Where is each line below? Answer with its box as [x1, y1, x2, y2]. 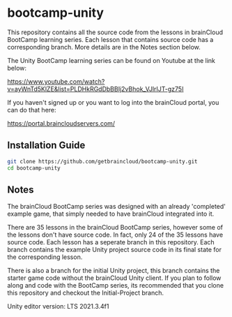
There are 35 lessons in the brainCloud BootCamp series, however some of [7, 223, 224, 232]
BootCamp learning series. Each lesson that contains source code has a [7, 35, 214, 43]
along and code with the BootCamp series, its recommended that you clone [7, 281, 224, 290]
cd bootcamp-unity [7, 164, 61, 172]
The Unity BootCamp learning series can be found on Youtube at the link [7, 56, 216, 64]
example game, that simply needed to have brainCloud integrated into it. [7, 209, 215, 218]
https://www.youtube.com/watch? [7, 77, 105, 85]
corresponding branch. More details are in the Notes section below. [7, 43, 201, 51]
